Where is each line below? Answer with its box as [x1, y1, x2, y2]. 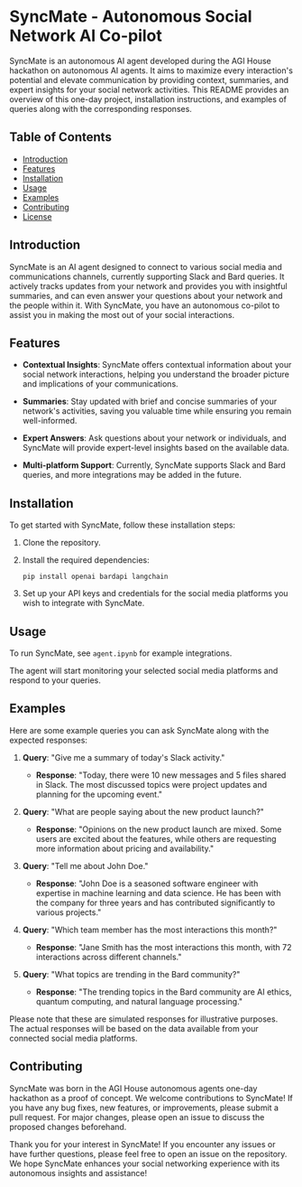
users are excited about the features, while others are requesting [35, 833, 277, 844]
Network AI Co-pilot [9, 25, 162, 46]
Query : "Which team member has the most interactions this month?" [22, 924, 278, 935]
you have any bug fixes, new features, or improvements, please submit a [9, 1102, 279, 1113]
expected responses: [9, 734, 88, 745]
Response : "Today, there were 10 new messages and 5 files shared [35, 770, 287, 780]
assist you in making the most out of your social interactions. [9, 309, 235, 320]
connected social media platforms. [9, 1033, 138, 1043]
